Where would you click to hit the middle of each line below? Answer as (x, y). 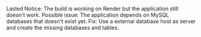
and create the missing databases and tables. (63, 27)
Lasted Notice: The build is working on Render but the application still (92, 9)
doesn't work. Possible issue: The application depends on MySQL (88, 15)
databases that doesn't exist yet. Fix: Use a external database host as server (101, 21)
